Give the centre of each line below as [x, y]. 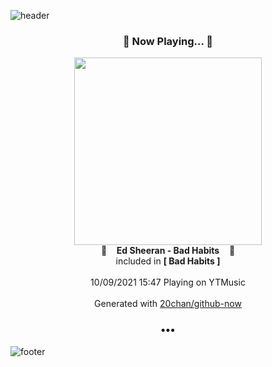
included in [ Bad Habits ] [168, 261]
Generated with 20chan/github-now [168, 304]
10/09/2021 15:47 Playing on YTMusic [168, 282]
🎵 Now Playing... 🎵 [168, 41]
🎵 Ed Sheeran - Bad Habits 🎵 [168, 251]
